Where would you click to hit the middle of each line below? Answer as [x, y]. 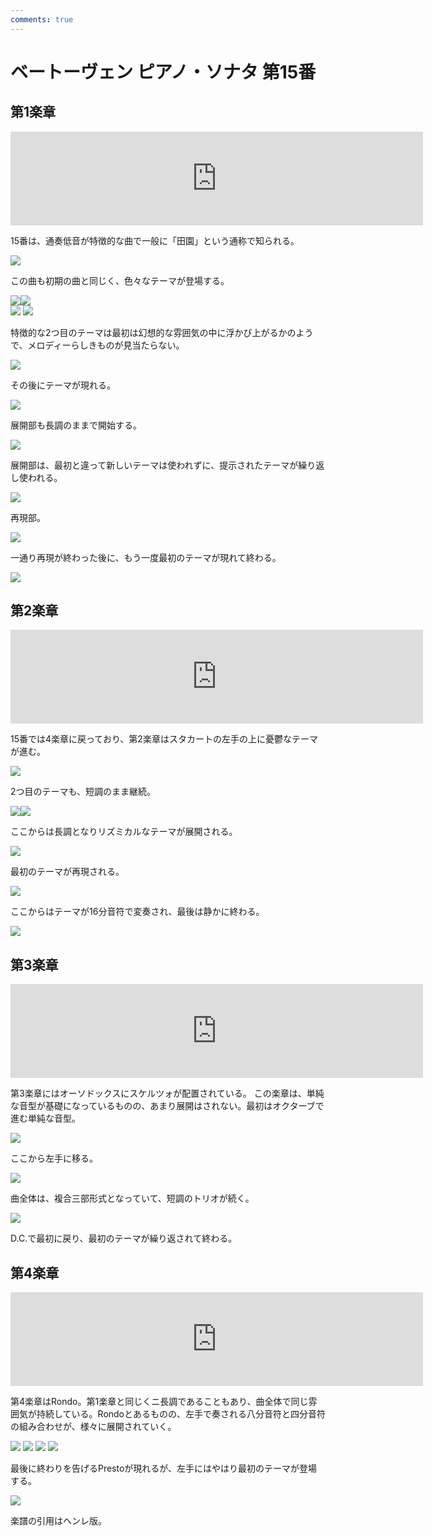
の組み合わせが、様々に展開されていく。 [93, 1427]
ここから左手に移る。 [54, 1158]
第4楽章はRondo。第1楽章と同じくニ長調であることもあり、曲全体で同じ [159, 1402]
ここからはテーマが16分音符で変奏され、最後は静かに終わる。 [137, 912]
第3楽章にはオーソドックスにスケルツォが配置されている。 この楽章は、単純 [167, 1093]
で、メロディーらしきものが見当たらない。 [97, 345]
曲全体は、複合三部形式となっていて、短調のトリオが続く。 [132, 1198]
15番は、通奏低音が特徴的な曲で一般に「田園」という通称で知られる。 [155, 240]
